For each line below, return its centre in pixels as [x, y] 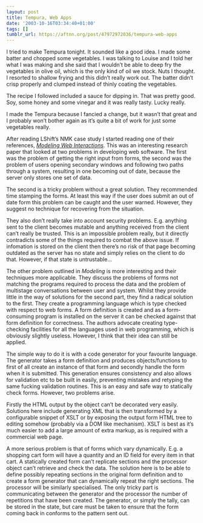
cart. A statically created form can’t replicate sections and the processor [97, 462]
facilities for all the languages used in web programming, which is [112, 330]
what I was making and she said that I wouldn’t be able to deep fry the [94, 65]
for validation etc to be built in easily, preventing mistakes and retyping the [99, 380]
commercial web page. [35, 437]
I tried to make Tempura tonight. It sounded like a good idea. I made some [98, 52]
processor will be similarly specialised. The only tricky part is [82, 488]
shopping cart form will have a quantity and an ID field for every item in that [101, 455]
